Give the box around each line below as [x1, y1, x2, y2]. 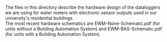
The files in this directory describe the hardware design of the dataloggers [5, 5, 160, 10]
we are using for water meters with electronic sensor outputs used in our [5, 10, 157, 16]
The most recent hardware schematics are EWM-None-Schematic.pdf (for [5, 20, 160, 26]
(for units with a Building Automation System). [5, 31, 101, 37]
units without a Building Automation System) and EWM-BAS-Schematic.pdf [5, 26, 162, 32]
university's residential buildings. [5, 15, 74, 21]
